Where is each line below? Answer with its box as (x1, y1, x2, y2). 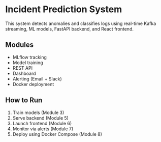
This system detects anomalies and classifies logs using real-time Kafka (5, 20, 156, 26)
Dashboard (12, 70, 37, 76)
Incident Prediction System (5, 4, 122, 15)
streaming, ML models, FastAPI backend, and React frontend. (5, 25, 134, 32)
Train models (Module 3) (12, 109, 65, 116)
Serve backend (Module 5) (12, 115, 69, 121)
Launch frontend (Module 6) (12, 120, 72, 126)
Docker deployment (12, 81, 54, 87)
